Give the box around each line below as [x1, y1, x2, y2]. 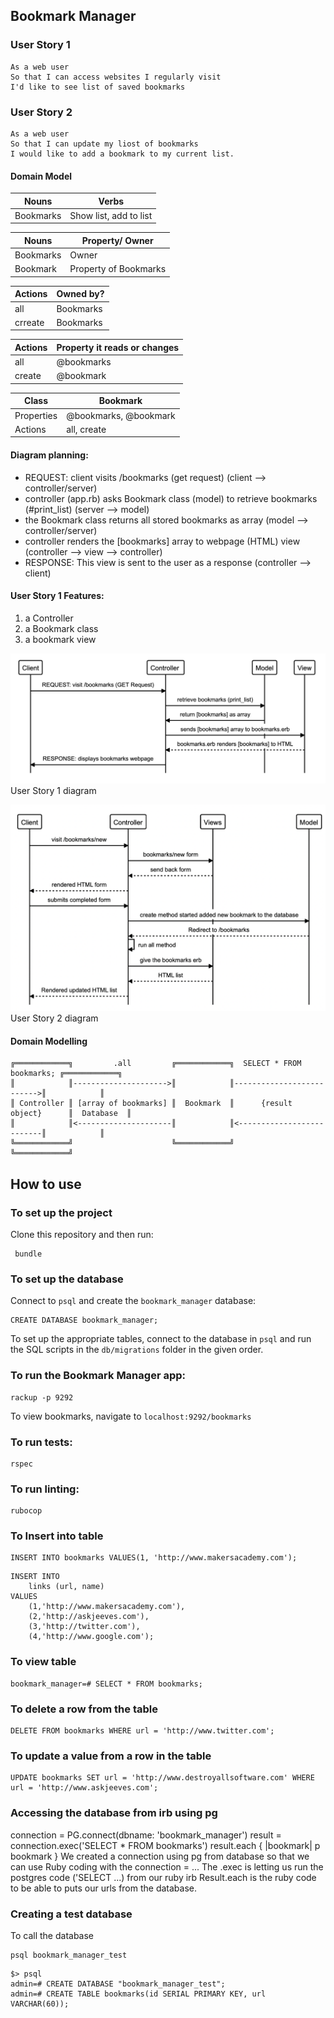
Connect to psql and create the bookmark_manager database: [10, 1295, 257, 1307]
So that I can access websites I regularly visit [10, 72, 222, 82]
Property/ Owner [81, 234, 154, 246]
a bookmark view [24, 633, 97, 645]
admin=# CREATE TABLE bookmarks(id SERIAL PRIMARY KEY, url [10, 1989, 267, 1999]
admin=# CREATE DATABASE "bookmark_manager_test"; [10, 1979, 226, 1989]
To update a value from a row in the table [10, 1749, 212, 1763]
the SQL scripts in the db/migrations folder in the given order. [10, 1344, 264, 1356]
